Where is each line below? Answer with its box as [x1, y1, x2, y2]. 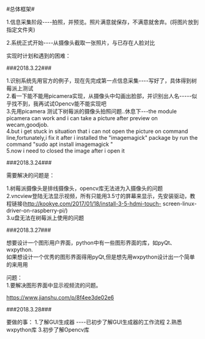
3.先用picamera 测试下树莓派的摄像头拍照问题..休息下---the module [6, 108, 177, 115]
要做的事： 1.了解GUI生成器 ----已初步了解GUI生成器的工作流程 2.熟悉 [6, 318, 182, 326]
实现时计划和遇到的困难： [6, 52, 71, 59]
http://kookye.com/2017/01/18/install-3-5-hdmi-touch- [24, 200, 162, 207]
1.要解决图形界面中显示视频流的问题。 [6, 281, 102, 289]
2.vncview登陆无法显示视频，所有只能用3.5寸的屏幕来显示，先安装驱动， [6, 192, 190, 199]
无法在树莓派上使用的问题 [19, 214, 84, 221]
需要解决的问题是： [6, 172, 55, 179]
